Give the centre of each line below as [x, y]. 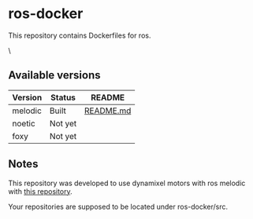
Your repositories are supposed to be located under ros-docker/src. [118, 206]
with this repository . [40, 191]
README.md [108, 111]
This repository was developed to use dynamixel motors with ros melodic [127, 183]
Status [63, 97]
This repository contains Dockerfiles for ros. [80, 35]
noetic [24, 123]
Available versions [54, 75]
